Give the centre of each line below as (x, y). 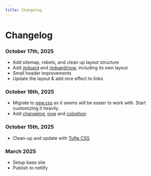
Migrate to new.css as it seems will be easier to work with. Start (79, 103)
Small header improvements (42, 73)
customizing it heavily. (36, 108)
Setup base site (29, 162)
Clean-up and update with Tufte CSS (51, 138)
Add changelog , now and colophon (49, 114)
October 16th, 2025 (30, 92)
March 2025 (21, 151)
